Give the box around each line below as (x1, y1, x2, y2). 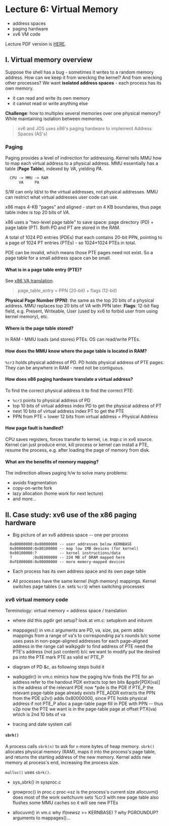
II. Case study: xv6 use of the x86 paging (5, 510, 137, 519)
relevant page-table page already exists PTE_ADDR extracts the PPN (12, 690, 155, 696)
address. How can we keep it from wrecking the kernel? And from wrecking (5, 74, 162, 81)
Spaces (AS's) (17, 131, 48, 137)
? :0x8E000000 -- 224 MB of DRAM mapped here (10, 555, 125, 560)
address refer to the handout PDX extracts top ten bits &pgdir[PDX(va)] (12, 679, 160, 685)
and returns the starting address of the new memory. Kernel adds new (5, 754, 151, 760)
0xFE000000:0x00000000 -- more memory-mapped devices (10, 560, 125, 565)
